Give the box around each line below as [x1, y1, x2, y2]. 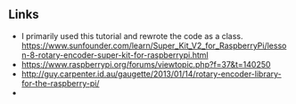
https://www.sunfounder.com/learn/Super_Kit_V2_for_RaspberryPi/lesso [21, 40, 287, 51]
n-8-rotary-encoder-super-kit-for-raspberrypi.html [21, 49, 209, 60]
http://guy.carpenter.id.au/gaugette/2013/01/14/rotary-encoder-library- [21, 68, 282, 79]
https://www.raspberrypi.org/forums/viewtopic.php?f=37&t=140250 [21, 59, 271, 69]
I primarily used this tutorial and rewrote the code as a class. [21, 30, 243, 41]
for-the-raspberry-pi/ [21, 77, 100, 88]
